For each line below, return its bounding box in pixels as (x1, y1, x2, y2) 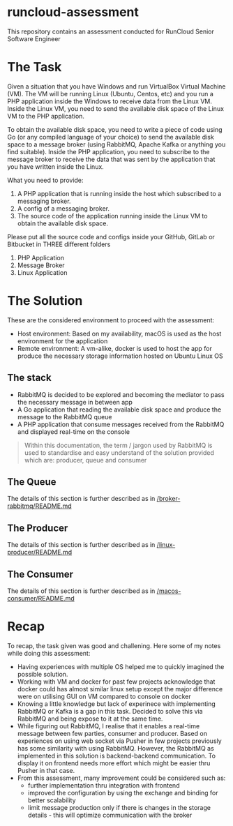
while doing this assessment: (7, 649, 91, 657)
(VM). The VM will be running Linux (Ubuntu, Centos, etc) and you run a (7, 89, 214, 98)
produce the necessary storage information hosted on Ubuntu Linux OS (17, 352, 223, 360)
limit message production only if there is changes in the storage (27, 804, 211, 811)
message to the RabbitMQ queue (17, 412, 112, 421)
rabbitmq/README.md (7, 502, 72, 510)
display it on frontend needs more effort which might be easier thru (17, 759, 211, 767)
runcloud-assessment (7, 4, 140, 20)
